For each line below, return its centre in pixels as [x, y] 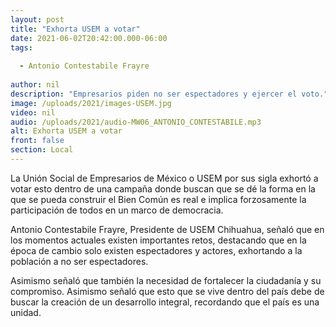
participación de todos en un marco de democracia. [117, 210]
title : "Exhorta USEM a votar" [75, 29]
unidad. [26, 312]
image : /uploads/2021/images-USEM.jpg [91, 103]
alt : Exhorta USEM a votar [66, 131]
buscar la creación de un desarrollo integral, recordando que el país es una [165, 302]
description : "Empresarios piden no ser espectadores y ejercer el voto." [169, 94]
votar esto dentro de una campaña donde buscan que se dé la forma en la [163, 188]
